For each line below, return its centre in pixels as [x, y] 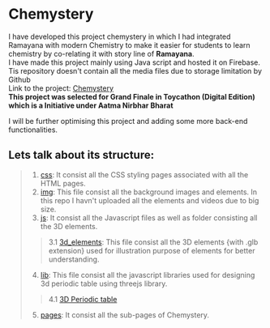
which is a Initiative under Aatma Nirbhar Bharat [91, 105]
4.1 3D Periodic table [83, 299]
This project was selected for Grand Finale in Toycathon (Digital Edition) [132, 96]
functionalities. [33, 130]
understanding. [74, 259]
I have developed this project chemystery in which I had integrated [120, 36]
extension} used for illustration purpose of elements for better [152, 250]
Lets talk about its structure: [81, 155]
